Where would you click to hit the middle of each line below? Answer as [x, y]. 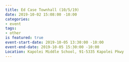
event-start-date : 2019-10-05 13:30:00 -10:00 [54, 42]
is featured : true [24, 38]
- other [13, 33]
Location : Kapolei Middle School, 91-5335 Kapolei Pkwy [64, 51]
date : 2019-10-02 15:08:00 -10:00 [41, 14]
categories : [17, 19]
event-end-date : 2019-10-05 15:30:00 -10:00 [52, 47]
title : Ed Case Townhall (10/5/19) [42, 10]
